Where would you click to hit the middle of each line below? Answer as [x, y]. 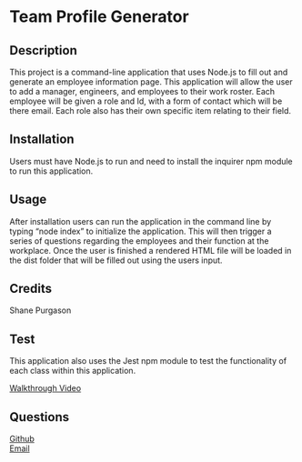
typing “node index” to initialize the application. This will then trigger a [141, 231]
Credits [31, 289]
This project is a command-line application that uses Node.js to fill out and [149, 72]
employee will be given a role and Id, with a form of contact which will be [146, 101]
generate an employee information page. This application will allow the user [151, 82]
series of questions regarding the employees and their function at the [139, 241]
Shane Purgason [40, 310]
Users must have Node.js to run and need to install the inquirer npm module [151, 161]
